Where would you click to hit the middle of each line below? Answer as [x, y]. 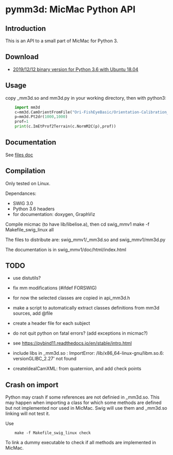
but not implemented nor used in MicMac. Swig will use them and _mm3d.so [86, 408]
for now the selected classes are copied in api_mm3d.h [71, 298]
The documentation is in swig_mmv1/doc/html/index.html [66, 249]
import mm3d [27, 107]
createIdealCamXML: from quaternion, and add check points [77, 369]
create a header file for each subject [51, 323]
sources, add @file [33, 313]
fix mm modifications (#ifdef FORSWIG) [55, 288]
